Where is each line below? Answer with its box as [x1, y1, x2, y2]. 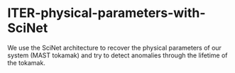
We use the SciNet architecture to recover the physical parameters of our [7, 43, 222, 52]
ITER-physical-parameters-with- [7, 5, 206, 21]
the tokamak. [7, 58, 46, 67]
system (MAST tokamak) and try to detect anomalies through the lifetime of [7, 51, 229, 60]
